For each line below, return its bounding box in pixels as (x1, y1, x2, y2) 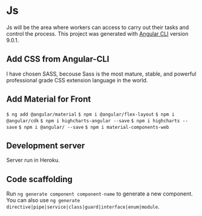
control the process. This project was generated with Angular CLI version (6, 30, 189, 37)
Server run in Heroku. (6, 157, 60, 164)
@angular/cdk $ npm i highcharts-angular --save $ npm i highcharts (6, 117, 180, 124)
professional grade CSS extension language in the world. (6, 76, 148, 83)
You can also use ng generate (6, 197, 80, 204)
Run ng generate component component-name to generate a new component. (6, 190, 194, 197)
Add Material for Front (6, 94, 91, 105)
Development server (6, 140, 85, 151)
